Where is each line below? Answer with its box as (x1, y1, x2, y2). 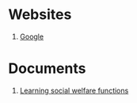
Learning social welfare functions (19, 86, 129, 95)
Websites (8, 6, 72, 24)
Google (19, 32, 44, 41)
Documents (8, 59, 86, 78)
